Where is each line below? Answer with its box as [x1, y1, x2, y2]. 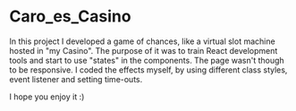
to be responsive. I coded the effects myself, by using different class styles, [9, 64, 288, 75]
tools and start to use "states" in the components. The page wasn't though [9, 55, 284, 65]
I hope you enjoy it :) [9, 91, 85, 102]
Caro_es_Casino [9, 6, 131, 27]
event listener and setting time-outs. [9, 73, 143, 84]
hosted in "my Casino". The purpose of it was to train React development [9, 45, 278, 55]
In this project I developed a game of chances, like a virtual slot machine [9, 36, 275, 47]
